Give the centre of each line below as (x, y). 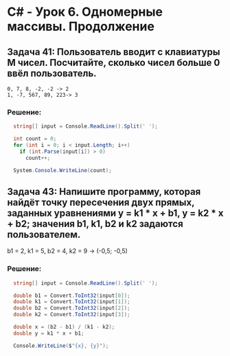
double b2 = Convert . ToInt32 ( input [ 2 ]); (72, 308)
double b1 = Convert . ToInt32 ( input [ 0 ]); (72, 296)
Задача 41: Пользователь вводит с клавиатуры (114, 52)
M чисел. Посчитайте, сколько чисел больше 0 (114, 62)
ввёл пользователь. (52, 73)
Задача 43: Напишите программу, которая (104, 192)
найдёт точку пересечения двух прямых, (101, 202)
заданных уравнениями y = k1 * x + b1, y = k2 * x (115, 213)
